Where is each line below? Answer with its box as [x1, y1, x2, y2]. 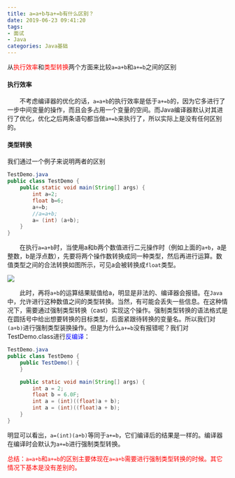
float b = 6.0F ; [32, 391, 80, 398]
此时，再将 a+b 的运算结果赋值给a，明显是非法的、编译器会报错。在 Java [20, 289, 222, 297]
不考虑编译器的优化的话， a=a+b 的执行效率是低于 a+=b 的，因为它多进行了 [20, 97, 226, 106]
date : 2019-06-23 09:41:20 [7, 17, 86, 24]
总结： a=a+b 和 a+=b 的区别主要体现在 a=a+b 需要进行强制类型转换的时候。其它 [7, 454, 223, 463]
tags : [7, 23, 23, 30]
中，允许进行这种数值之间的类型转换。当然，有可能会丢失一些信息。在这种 [7, 298, 222, 306]
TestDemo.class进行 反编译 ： [7, 333, 91, 341]
